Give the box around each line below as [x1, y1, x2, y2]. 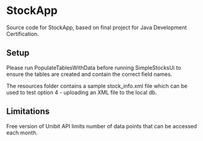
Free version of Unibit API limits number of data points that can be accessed [6, 122, 198, 129]
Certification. [6, 30, 40, 37]
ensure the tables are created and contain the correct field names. [6, 70, 173, 78]
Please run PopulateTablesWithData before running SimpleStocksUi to [6, 64, 181, 71]
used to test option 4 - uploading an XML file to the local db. [6, 89, 157, 96]
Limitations [6, 106, 50, 117]
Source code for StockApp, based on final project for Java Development [6, 24, 187, 31]
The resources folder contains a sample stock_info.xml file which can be [6, 82, 188, 89]
